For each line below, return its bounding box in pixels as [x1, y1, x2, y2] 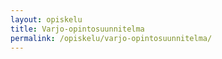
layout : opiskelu [10, 14, 83, 25]
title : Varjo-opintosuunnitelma [10, 24, 145, 34]
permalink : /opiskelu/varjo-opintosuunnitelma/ [10, 33, 213, 43]
